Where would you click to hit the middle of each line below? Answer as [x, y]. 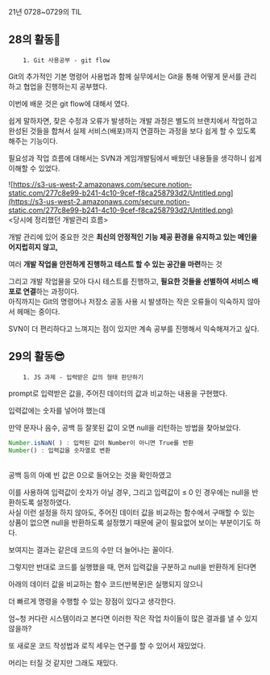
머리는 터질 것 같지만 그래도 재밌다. [63, 663]
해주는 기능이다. [33, 140]
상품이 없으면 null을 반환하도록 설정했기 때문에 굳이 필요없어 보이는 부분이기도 [130, 522]
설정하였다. [53, 502]
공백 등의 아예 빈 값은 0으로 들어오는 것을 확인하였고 [90, 476]
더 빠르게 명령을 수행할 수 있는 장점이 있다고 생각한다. [92, 602]
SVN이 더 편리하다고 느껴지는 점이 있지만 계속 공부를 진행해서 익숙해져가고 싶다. [134, 329]
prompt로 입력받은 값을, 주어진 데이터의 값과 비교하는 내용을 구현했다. [118, 393]
